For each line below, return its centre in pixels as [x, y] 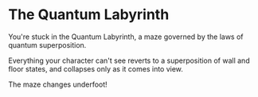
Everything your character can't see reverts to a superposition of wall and [129, 60]
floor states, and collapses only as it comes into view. [96, 68]
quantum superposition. [47, 45]
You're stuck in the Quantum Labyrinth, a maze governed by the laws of [126, 37]
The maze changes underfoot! [58, 84]
